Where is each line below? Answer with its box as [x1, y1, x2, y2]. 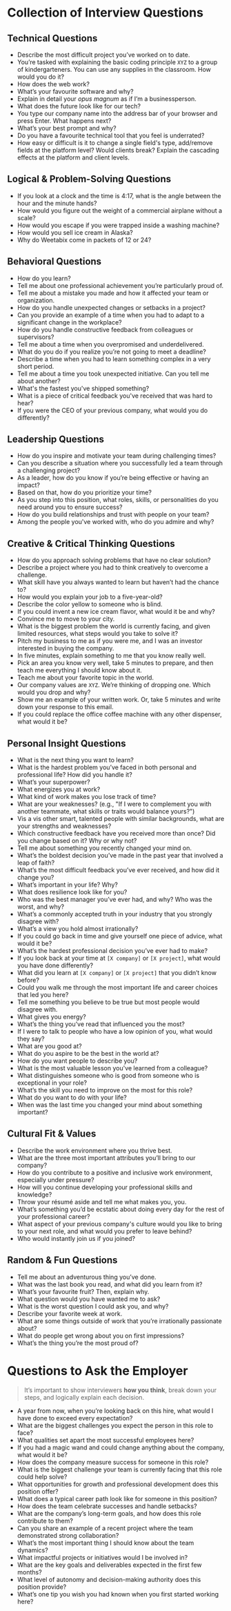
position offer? [17, 1487, 59, 1496]
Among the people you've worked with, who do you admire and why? [17, 518, 214, 526]
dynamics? [17, 1545, 48, 1554]
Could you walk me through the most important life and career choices [17, 983, 219, 992]
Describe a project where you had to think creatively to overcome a [17, 563, 209, 572]
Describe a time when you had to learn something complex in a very [17, 354, 211, 363]
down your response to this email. [17, 703, 114, 711]
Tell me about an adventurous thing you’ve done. [17, 1273, 157, 1281]
